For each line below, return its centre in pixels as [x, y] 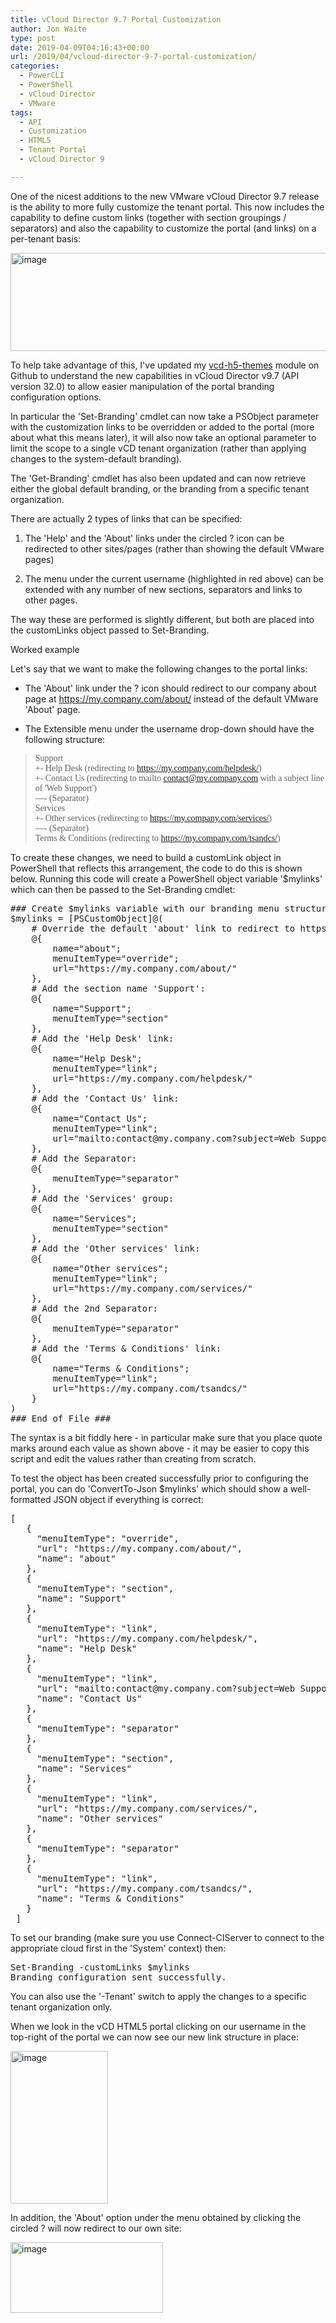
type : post [33, 38]
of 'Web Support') [65, 787]
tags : [21, 112]
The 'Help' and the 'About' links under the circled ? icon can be [154, 538]
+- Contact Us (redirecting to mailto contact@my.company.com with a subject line [179, 777]
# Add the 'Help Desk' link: [103, 1038]
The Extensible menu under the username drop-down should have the [169, 728]
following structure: [65, 739]
